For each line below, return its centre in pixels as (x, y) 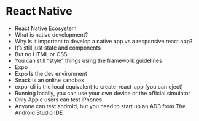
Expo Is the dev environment (51, 73)
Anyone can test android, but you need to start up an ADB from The (100, 106)
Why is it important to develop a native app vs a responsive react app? (103, 41)
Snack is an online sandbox (49, 80)
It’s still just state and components (58, 48)
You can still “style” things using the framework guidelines (88, 61)
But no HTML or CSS (41, 54)
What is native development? (51, 34)
